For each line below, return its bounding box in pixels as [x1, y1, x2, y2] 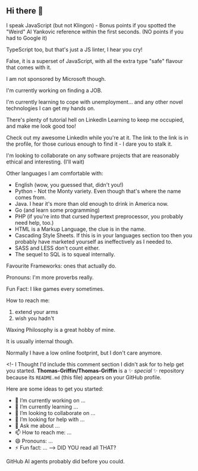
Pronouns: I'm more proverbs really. [6, 274, 94, 281]
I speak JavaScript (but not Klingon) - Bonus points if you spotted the [6, 21, 177, 29]
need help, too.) [14, 219, 54, 226]
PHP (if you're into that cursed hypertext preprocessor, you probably [14, 212, 183, 220]
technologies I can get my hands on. [6, 105, 95, 112]
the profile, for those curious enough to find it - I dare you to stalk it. [6, 140, 172, 147]
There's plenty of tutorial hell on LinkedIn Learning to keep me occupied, [6, 116, 184, 123]
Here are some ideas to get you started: [6, 385, 104, 392]
